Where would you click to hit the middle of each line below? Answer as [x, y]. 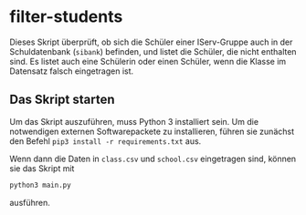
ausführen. [30, 202]
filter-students [66, 17]
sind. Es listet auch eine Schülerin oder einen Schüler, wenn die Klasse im [148, 61]
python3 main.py [40, 185]
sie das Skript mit [42, 168]
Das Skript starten [63, 100]
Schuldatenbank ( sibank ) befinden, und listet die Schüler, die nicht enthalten [153, 51]
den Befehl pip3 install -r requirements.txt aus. [106, 141]
